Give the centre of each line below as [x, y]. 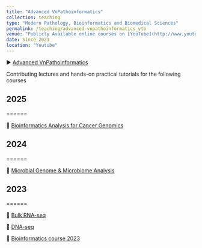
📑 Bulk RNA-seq [26, 215]
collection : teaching [33, 17]
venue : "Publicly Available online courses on [66, 34]
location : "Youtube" [32, 46]
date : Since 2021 [28, 40]
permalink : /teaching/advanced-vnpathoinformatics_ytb [76, 29]
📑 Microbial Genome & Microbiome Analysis [60, 170]
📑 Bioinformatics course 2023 [43, 238]
